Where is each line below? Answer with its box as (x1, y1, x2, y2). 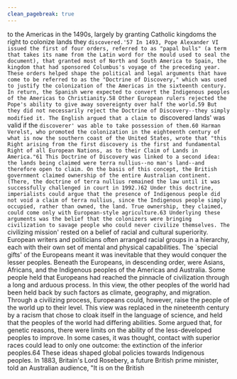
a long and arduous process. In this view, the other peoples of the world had (7, 280, 231, 289)
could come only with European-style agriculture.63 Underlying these (7, 209, 221, 216)
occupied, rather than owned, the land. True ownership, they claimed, (7, 203, 224, 210)
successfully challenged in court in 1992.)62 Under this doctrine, (7, 184, 214, 192)
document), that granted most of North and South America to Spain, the (7, 57, 227, 65)
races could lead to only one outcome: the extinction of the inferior (7, 341, 203, 349)
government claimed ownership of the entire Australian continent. (7, 172, 211, 179)
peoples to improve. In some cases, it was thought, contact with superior (7, 333, 221, 341)
